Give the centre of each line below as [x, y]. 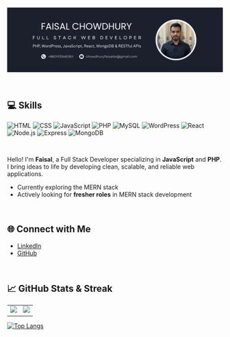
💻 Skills [25, 106]
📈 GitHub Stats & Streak [60, 289]
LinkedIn [29, 246]
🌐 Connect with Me [49, 229]
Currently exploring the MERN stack [67, 187]
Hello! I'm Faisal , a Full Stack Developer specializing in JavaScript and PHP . [114, 159]
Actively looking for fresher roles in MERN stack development [104, 194]
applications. [25, 174]
